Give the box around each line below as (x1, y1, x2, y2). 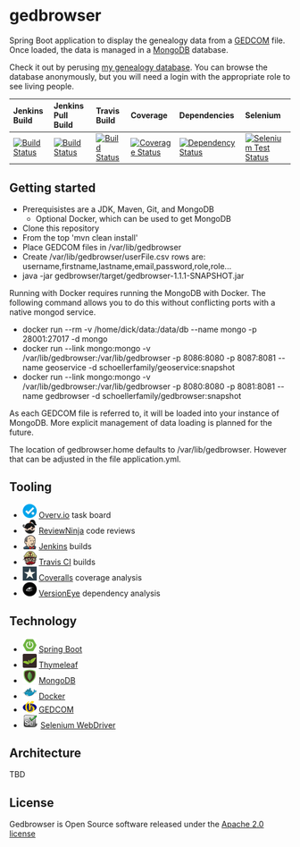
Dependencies (179, 110, 235, 121)
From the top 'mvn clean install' (21, 233, 138, 242)
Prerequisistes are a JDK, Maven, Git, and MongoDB (21, 204, 214, 215)
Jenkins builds (38, 540, 92, 551)
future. (9, 427, 34, 437)
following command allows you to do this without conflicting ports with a (9, 297, 276, 308)
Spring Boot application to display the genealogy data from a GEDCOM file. (9, 35, 286, 46)
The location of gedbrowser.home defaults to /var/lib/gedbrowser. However (9, 445, 287, 454)
